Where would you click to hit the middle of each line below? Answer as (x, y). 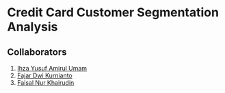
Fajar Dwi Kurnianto (45, 75)
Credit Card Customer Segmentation (113, 13)
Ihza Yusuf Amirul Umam (52, 68)
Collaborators (37, 52)
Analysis (32, 27)
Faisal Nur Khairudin (45, 82)
